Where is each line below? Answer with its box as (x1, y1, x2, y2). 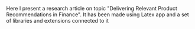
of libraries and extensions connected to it (6, 17, 109, 24)
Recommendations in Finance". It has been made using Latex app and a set (6, 11, 189, 18)
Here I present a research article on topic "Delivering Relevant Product (6, 5, 177, 12)
